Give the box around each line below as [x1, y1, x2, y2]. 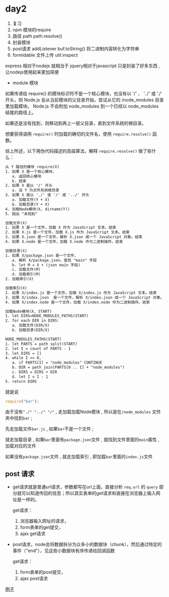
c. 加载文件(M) [12, 267, 41, 272]
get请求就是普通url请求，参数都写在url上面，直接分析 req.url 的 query [12, 484, 158, 490]
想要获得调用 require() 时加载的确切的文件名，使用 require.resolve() [5, 131, 151, 137]
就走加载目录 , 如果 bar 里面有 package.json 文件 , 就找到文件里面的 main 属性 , [5, 436, 159, 442]
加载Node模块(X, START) [5, 309, 52, 314]
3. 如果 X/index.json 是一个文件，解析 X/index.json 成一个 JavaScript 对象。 [5, 295, 164, 300]
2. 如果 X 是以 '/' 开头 [5, 183, 53, 188]
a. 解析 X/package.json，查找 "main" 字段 [12, 258, 97, 263]
